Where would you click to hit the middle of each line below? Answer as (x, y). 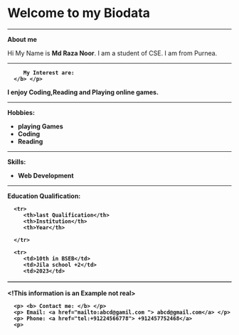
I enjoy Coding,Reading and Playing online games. (83, 92)
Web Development (46, 175)
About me (22, 39)
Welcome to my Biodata (79, 13)
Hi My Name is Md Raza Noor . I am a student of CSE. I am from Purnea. (112, 53)
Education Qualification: (44, 196)
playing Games (40, 126)
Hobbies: (21, 112)
